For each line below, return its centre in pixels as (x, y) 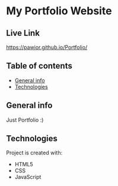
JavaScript (28, 177)
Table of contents (39, 66)
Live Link (23, 33)
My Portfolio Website (59, 11)
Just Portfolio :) (25, 120)
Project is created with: (34, 153)
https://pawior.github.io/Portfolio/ (47, 47)
